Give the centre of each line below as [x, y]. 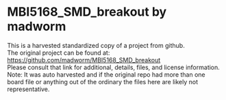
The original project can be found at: [59, 53]
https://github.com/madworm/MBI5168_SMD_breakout [84, 60]
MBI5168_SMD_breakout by [87, 12]
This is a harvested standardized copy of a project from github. [96, 45]
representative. [28, 89]
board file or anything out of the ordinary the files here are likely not [103, 82]
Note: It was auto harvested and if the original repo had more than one [106, 74]
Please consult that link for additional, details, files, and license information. [114, 67]
